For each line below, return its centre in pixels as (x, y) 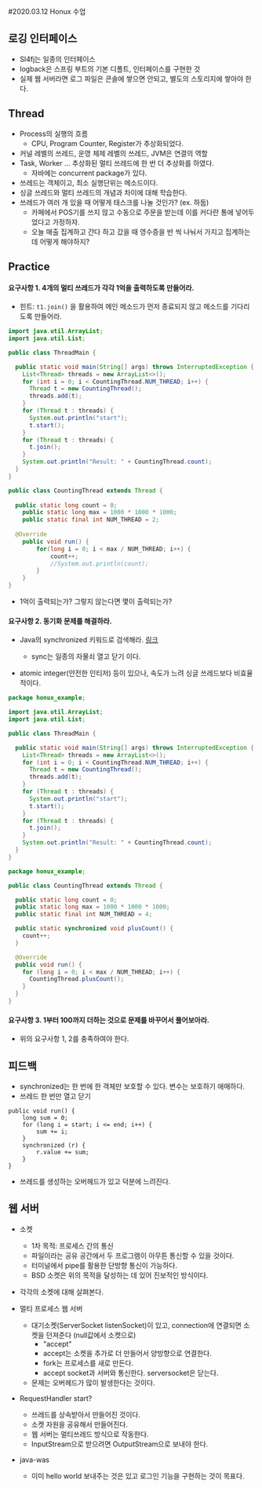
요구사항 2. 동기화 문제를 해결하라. (60, 621)
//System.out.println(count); (99, 564)
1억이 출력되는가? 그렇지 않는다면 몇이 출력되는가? (96, 601)
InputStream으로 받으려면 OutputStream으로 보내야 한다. (120, 1444)
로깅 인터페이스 (43, 39)
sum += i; (52, 1132)
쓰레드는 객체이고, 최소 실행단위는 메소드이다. (89, 182)
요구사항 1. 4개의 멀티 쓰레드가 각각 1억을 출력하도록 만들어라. (101, 287)
